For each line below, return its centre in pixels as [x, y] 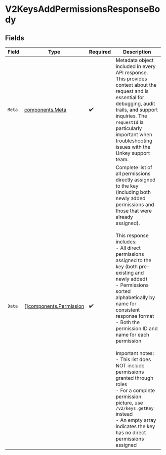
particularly [129, 128]
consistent [127, 310]
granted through [134, 378]
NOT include [130, 366]
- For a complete [135, 390]
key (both [126, 266]
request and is [132, 91]
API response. [132, 73]
